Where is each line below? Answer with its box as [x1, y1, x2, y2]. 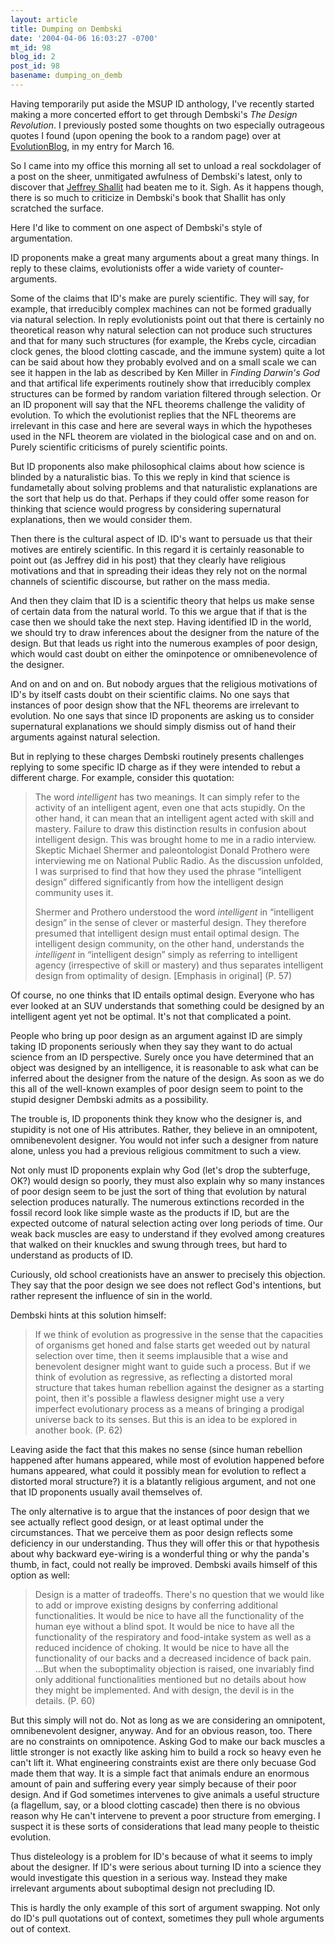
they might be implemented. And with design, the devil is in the [34, 1684, 295, 1696]
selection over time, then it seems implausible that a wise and [34, 1349, 289, 1361]
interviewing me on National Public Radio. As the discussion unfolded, [34, 854, 323, 866]
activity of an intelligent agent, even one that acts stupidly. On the [34, 801, 306, 813]
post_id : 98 [10, 61, 60, 71]
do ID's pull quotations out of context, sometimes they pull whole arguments [10, 1912, 325, 1924]
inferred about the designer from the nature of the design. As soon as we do [10, 1072, 325, 1084]
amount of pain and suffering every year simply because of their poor [10, 1777, 297, 1790]
